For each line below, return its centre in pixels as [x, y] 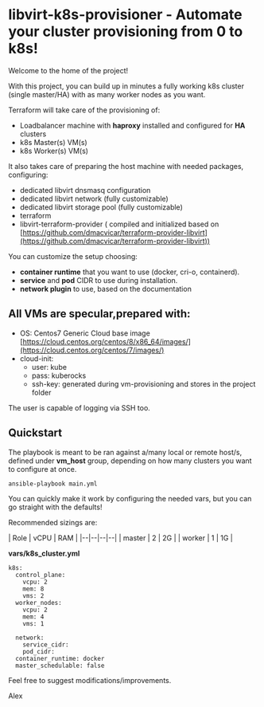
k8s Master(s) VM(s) [53, 142]
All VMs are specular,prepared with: [99, 314]
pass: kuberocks [59, 375]
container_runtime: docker [60, 658]
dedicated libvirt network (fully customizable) [94, 198]
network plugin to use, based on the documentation [106, 289]
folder [41, 392]
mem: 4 [33, 617]
